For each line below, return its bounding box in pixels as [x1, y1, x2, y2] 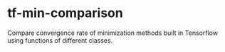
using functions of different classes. [7, 36, 113, 44]
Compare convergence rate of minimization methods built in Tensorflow [7, 28, 219, 37]
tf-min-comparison [7, 5, 123, 21]
